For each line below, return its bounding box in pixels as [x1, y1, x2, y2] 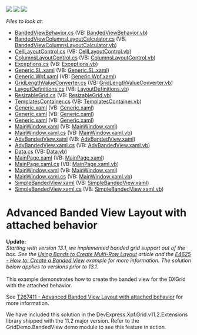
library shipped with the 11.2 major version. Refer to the [6, 317, 139, 324]
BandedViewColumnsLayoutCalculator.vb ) [14, 42, 118, 48]
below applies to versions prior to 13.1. [6, 263, 99, 270]
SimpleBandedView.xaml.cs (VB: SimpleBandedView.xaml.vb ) [14, 185, 164, 193]
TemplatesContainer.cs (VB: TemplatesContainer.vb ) [14, 98, 142, 105]
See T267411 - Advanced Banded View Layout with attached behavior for [6, 293, 183, 300]
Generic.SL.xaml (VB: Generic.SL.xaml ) [14, 67, 110, 74]
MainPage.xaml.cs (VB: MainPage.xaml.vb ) [14, 161, 119, 167]
